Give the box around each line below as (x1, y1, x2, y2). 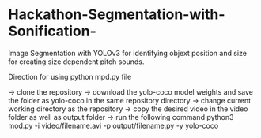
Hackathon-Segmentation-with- (8, 6, 225, 24)
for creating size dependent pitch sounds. (8, 57, 145, 66)
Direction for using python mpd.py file (8, 72, 132, 81)
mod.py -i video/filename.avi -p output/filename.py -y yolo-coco (8, 121, 219, 130)
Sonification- (8, 22, 97, 40)
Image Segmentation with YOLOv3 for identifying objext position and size (8, 48, 248, 58)
